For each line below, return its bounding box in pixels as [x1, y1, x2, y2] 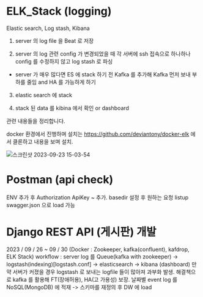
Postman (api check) [6, 173, 114, 187]
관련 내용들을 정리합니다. [6, 117, 65, 125]
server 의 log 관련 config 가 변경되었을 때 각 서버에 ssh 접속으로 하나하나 [15, 50, 191, 57]
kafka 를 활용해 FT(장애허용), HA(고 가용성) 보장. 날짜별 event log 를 [12, 276, 178, 283]
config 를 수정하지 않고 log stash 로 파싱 [15, 57, 113, 65]
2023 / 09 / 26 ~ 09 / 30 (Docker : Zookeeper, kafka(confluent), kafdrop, [6, 246, 190, 253]
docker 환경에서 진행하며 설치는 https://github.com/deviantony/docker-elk [6, 130, 190, 137]
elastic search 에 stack [15, 91, 72, 98]
